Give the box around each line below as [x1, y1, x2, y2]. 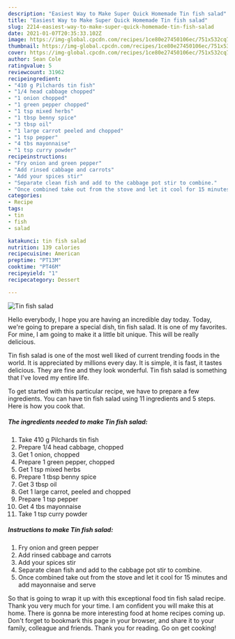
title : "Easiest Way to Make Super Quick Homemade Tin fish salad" [8, 17, 209, 24]
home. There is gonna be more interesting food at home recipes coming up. [8, 609, 225, 617]
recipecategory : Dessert [8, 276, 80, 283]
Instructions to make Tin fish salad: [8, 526, 114, 534]
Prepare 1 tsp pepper [17, 494, 79, 503]
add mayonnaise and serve [17, 580, 96, 589]
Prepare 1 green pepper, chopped [17, 457, 115, 466]
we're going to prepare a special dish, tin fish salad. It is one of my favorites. [8, 322, 227, 331]
